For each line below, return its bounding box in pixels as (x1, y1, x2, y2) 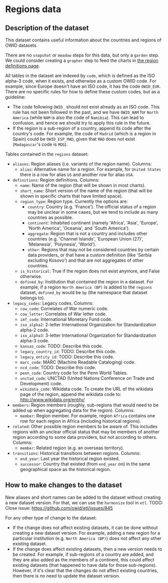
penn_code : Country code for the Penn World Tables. (20, 370, 128, 376)
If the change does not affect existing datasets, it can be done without (12, 524, 158, 531)
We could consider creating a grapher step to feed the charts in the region (5, 57, 158, 64)
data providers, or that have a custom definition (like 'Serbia (27, 252, 152, 258)
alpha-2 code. (20, 327, 49, 333)
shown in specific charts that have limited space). (20, 193, 123, 199)
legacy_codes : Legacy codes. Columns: (12, 300, 94, 306)
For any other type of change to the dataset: (5, 514, 97, 520)
